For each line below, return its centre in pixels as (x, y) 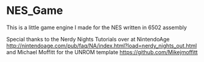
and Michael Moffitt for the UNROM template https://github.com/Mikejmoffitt (102, 52)
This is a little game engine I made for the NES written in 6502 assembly (97, 27)
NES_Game (35, 11)
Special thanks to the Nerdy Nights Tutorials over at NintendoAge (88, 39)
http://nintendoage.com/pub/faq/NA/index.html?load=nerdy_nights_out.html (102, 46)
